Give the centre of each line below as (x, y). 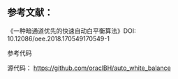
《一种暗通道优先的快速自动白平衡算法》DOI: (72, 31)
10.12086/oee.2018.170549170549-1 (59, 38)
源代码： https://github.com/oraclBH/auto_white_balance (89, 68)
